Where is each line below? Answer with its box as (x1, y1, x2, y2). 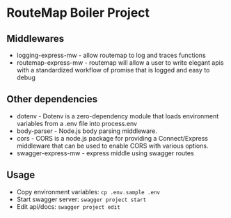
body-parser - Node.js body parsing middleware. (16, 127, 158, 135)
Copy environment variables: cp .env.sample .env (16, 187, 161, 196)
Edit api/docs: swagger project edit (16, 202, 121, 210)
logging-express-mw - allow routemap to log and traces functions (16, 51, 206, 59)
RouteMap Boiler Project (6, 5, 150, 21)
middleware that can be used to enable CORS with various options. (16, 141, 209, 150)
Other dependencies (6, 93, 98, 105)
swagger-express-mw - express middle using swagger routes (16, 148, 194, 157)
